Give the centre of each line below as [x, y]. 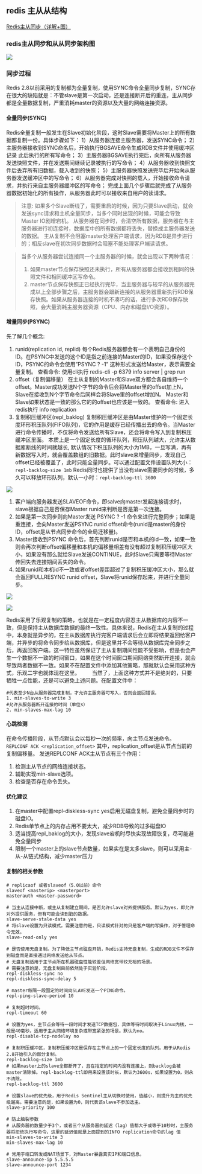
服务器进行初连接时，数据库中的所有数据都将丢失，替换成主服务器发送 [108, 228]
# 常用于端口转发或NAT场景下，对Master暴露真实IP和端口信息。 [75, 1155]
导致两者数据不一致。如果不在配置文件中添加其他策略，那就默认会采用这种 [98, 665]
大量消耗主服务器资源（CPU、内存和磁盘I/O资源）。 [109, 307]
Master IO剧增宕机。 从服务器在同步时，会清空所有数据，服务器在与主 [107, 221]
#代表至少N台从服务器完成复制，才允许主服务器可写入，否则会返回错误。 [83, 693]
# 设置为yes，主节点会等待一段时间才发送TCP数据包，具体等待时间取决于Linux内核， [98, 1025]
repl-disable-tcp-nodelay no [43, 1036]
